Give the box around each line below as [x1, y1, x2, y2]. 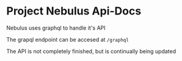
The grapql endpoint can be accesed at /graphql [6, 36, 129, 43]
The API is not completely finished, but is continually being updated [6, 47, 177, 55]
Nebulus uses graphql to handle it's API [6, 24, 106, 31]
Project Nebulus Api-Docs [6, 4, 142, 18]
